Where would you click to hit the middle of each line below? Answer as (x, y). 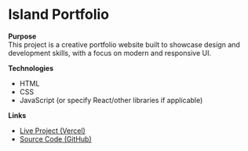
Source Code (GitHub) (55, 138)
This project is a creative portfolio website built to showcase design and (124, 44)
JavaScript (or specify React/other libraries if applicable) (111, 100)
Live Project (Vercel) (53, 131)
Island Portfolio (59, 15)
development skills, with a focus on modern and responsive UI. (110, 53)
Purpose (22, 36)
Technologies (31, 68)
